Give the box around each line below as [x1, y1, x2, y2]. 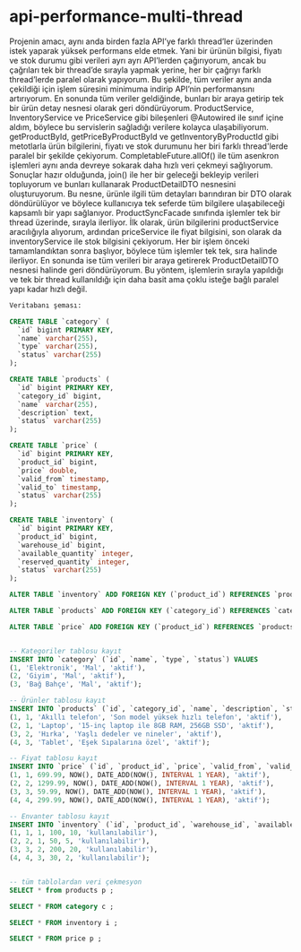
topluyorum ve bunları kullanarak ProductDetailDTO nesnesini [9, 178, 236, 189]
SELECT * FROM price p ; [9, 934, 102, 943]
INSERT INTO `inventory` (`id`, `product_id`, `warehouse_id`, [9, 820, 251, 829]
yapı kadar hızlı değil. [9, 283, 88, 294]
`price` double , [17, 466, 78, 475]
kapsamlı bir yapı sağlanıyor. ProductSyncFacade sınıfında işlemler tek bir [9, 207, 281, 218]
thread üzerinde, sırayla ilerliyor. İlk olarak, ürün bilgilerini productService [9, 217, 279, 228]
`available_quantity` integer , [17, 549, 134, 558]
